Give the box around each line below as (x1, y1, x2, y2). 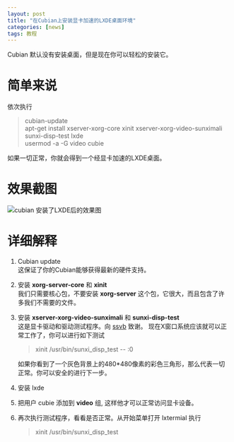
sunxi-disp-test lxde (24, 132, 83, 140)
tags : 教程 (7, 30, 37, 37)
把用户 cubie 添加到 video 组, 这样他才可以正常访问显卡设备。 (17, 399, 198, 407)
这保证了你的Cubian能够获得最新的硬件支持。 (17, 266, 151, 274)
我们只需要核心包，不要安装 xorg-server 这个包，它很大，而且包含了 (17, 289, 219, 298)
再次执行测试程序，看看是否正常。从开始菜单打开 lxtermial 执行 (17, 414, 201, 422)
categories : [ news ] (7, 23, 65, 30)
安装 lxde (17, 383, 45, 392)
